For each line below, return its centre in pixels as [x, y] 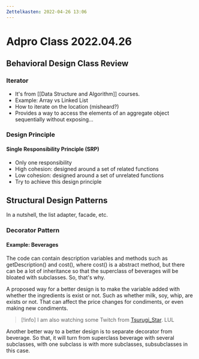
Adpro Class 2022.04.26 [69, 41]
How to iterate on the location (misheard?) [67, 106]
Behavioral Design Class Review [67, 64]
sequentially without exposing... [54, 119]
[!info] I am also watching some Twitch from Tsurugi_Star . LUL [98, 319]
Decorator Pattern [33, 231]
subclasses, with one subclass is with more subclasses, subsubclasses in [97, 344]
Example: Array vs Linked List [52, 100]
